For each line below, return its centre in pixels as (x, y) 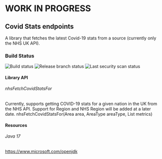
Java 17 (13, 136)
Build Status (20, 55)
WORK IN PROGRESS (48, 9)
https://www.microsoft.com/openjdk (41, 151)
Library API (17, 77)
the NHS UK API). (23, 43)
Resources (16, 125)
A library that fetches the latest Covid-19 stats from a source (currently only (81, 38)
